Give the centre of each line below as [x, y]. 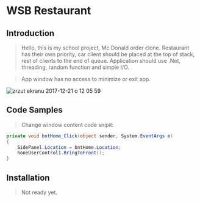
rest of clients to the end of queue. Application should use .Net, [101, 61]
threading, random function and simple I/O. [75, 67]
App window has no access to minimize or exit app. [86, 79]
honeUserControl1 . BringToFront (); [61, 153]
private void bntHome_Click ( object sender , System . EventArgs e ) [90, 136]
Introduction [30, 33]
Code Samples [34, 110]
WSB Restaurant [49, 11]
